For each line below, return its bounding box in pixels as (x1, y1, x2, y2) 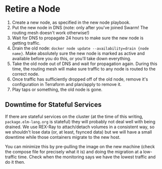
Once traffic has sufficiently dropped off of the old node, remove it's (12, 76, 148, 82)
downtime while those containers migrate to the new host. (5, 134, 121, 140)
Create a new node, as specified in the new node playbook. (12, 19, 131, 25)
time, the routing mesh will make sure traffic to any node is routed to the (12, 66, 156, 71)
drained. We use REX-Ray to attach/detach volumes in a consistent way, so (5, 124, 155, 130)
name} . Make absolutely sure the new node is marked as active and (12, 50, 145, 56)
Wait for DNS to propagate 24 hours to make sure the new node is (12, 35, 144, 41)
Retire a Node (5, 3, 60, 15)
